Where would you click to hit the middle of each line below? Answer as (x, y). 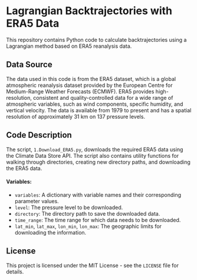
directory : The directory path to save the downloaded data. (87, 213)
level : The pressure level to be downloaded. (69, 207)
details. (15, 271)
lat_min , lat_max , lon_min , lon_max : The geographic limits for (88, 226)
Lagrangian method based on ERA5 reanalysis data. (69, 46)
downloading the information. (50, 232)
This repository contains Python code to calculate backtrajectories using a (96, 40)
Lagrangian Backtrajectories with (89, 11)
